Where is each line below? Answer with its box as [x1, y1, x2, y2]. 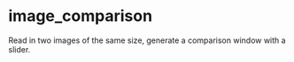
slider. [8, 44, 31, 54]
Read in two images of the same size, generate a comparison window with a [8, 35, 286, 45]
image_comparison [8, 6, 152, 26]
